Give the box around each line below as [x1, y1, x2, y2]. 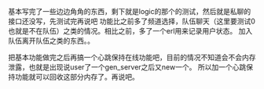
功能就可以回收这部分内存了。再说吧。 [14, 73, 139, 81]
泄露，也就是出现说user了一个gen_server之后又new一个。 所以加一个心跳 [8, 62, 247, 72]
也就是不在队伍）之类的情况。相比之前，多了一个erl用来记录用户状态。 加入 [8, 27, 253, 35]
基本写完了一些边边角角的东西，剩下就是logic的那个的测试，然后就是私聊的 [8, 7, 251, 16]
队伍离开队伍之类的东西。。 [8, 36, 94, 45]
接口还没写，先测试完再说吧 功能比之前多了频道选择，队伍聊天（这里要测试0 [8, 16, 255, 26]
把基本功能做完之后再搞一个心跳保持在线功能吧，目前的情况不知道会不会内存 [8, 53, 256, 62]
